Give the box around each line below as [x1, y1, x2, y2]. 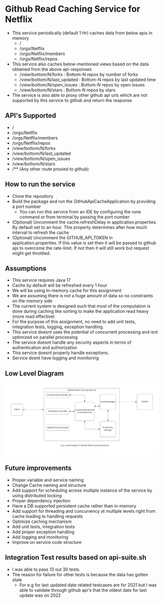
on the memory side [12, 298, 53, 304]
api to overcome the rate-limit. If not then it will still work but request [12, 245, 149, 251]
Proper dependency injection [12, 498, 71, 503]
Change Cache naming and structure [12, 482, 87, 488]
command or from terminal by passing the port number [19, 214, 130, 220]
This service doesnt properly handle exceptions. [12, 350, 109, 356]
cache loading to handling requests [12, 513, 83, 519]
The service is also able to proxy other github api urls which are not [12, 92, 147, 98]
